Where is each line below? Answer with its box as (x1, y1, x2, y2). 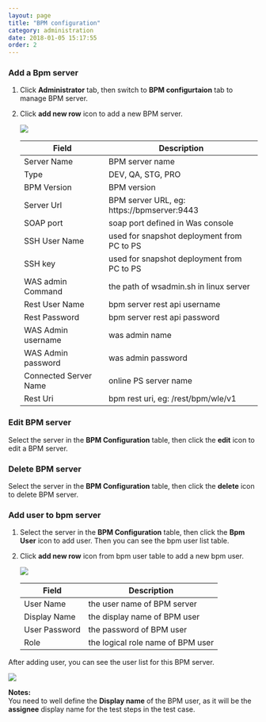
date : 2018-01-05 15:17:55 (8, 33, 97, 42)
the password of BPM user (88, 624, 188, 636)
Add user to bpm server (8, 509, 101, 520)
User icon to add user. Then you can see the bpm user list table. (19, 536, 230, 546)
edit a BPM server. (8, 444, 69, 453)
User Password (23, 624, 81, 636)
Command (23, 286, 63, 298)
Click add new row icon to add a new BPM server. (19, 109, 184, 119)
